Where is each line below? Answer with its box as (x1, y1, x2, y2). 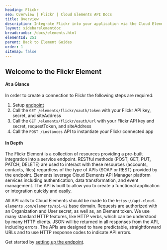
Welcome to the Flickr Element (5, 67, 102, 76)
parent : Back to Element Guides (5, 40, 72, 45)
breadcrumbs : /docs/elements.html (5, 30, 77, 35)
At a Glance (5, 81, 30, 87)
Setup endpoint (12, 102, 44, 108)
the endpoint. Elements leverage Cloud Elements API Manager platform (5, 172, 151, 178)
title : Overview (5, 16, 39, 21)
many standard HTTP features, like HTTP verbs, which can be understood (5, 214, 157, 220)
